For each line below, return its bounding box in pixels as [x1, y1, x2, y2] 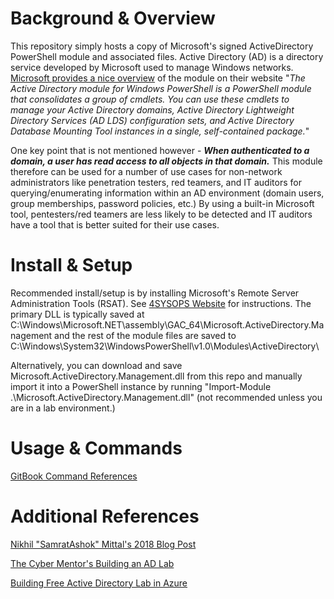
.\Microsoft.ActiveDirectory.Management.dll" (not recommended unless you [10, 391, 323, 403]
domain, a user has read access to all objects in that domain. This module [10, 155, 323, 167]
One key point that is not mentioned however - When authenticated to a [10, 144, 310, 156]
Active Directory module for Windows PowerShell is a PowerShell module [10, 82, 312, 94]
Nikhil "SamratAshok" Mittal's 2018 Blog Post [10, 538, 197, 550]
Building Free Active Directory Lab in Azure [10, 577, 188, 589]
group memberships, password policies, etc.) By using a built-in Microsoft [10, 197, 315, 209]
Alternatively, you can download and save [10, 359, 183, 371]
